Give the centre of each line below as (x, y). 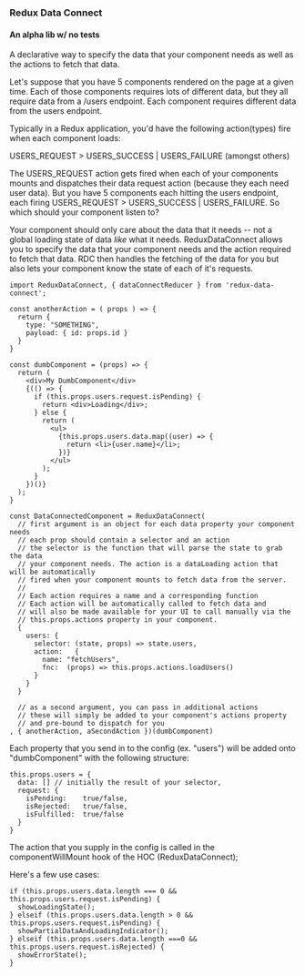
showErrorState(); (53, 955)
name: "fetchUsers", (81, 660)
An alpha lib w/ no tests (55, 35)
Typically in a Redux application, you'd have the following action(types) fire (150, 128)
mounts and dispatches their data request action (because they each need (149, 183)
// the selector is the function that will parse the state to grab (150, 548)
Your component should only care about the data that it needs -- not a (141, 230)
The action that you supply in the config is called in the (112, 848)
